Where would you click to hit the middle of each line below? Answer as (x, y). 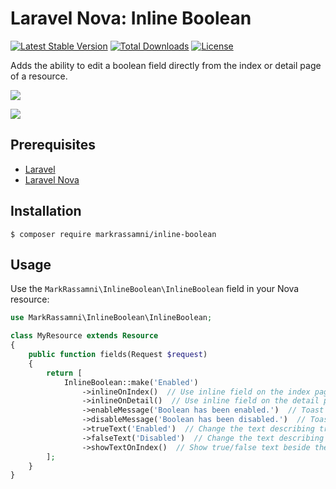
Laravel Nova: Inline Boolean (131, 18)
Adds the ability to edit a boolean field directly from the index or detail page (166, 65)
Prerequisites (53, 145)
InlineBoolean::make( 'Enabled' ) (131, 382)
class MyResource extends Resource (84, 336)
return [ (64, 373)
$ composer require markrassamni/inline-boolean (113, 234)
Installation (46, 211)
